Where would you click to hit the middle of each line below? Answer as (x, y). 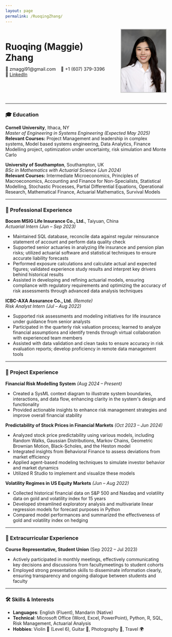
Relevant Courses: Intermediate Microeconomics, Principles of (72, 175)
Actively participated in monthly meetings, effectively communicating (86, 559)
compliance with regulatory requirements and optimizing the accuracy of (89, 285)
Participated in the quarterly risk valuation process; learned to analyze (87, 327)
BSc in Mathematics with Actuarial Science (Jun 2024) (63, 170)
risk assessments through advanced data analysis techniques (78, 291)
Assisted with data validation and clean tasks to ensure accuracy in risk (88, 344)
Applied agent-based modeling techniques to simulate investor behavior (89, 462)
